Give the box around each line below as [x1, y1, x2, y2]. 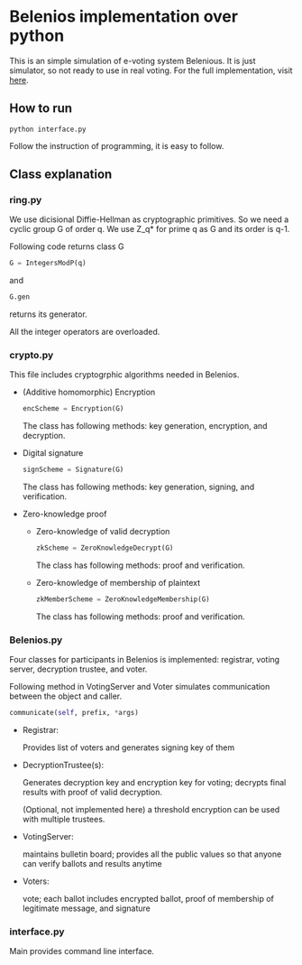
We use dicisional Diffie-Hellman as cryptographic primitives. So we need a [9, 214, 289, 225]
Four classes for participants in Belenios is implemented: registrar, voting [9, 654, 280, 665]
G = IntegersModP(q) [9, 259, 87, 268]
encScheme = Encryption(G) [22, 404, 124, 413]
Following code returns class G [9, 241, 124, 252]
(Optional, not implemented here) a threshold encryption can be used [22, 804, 280, 815]
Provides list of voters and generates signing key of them [22, 742, 235, 753]
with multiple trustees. [22, 814, 105, 825]
